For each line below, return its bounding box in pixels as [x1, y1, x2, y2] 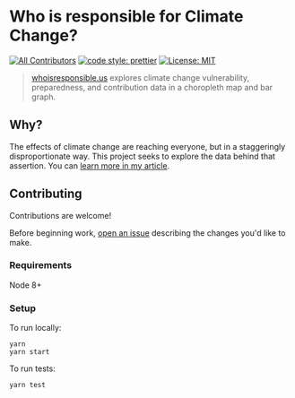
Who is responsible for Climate [9, 6, 244, 27]
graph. [30, 91, 56, 102]
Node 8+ [9, 280, 42, 290]
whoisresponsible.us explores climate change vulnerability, [30, 72, 249, 82]
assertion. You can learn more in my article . [9, 160, 170, 171]
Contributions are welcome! [9, 210, 112, 221]
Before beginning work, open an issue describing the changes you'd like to [9, 227, 286, 238]
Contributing [9, 186, 82, 202]
